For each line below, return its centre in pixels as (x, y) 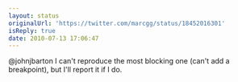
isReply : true (32, 31)
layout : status (34, 16)
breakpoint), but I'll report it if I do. (65, 70)
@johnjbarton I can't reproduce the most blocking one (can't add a (119, 61)
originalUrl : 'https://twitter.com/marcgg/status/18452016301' (117, 23)
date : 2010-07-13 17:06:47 (54, 38)
